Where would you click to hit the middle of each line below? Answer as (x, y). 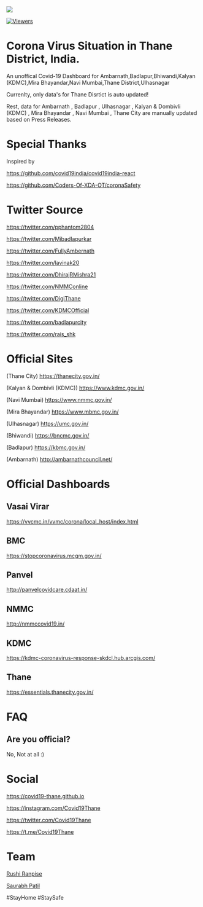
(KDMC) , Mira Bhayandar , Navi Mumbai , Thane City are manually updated (102, 112)
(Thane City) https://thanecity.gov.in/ (53, 376)
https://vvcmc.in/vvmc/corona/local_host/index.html (73, 521)
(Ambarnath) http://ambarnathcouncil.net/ (59, 459)
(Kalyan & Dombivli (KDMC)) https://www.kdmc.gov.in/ (75, 388)
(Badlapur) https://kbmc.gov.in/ (46, 447)
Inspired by (21, 161)
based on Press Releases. (39, 119)
